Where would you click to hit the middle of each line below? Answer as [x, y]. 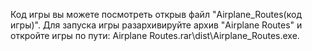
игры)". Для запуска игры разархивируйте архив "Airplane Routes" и [156, 25]
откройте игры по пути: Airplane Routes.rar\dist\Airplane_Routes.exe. [155, 35]
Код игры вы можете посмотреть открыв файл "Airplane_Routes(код [156, 14]
